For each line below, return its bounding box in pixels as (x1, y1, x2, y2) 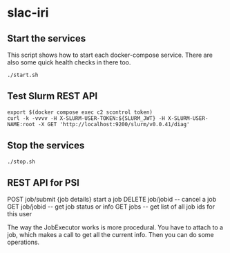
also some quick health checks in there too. (7, 58, 131, 67)
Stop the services (7, 140, 85, 152)
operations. (7, 238, 40, 247)
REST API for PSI (7, 177, 79, 189)
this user (7, 210, 32, 218)
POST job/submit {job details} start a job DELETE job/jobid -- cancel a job (7, 195, 216, 204)
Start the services (7, 33, 86, 44)
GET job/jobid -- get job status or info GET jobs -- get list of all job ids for (7, 202, 215, 211)
